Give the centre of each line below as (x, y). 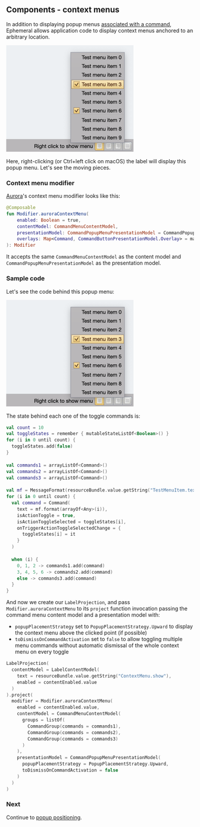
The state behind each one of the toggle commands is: (73, 416)
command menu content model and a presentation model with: (83, 615)
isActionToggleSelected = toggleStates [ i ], (72, 522)
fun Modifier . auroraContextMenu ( (48, 214)
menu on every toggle (42, 652)
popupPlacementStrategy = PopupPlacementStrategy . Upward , (95, 764)
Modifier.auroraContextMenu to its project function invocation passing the (97, 609)
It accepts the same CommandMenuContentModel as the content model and (94, 257)
